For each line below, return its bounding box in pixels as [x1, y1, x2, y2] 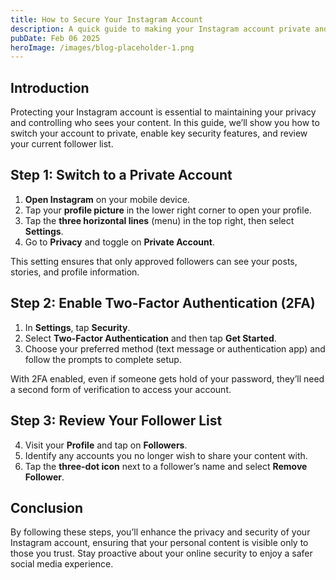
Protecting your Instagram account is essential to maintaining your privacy [10, 106, 317, 118]
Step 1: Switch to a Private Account [10, 167, 233, 184]
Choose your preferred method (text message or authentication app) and [24, 342, 326, 355]
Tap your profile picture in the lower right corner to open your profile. [24, 204, 312, 216]
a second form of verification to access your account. [10, 383, 232, 395]
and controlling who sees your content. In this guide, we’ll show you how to [10, 117, 320, 129]
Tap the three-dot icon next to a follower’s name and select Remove [24, 460, 308, 472]
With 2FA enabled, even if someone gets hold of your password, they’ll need [10, 372, 325, 385]
